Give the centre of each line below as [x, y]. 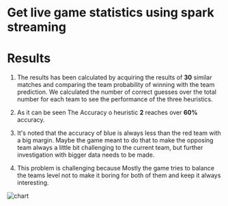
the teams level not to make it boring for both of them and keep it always [119, 175]
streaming [37, 27]
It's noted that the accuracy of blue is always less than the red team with [119, 133]
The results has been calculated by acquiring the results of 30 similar [114, 77]
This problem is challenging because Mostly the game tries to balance [116, 168]
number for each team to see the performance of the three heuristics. [115, 99]
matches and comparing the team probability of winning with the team [116, 85]
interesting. [33, 183]
